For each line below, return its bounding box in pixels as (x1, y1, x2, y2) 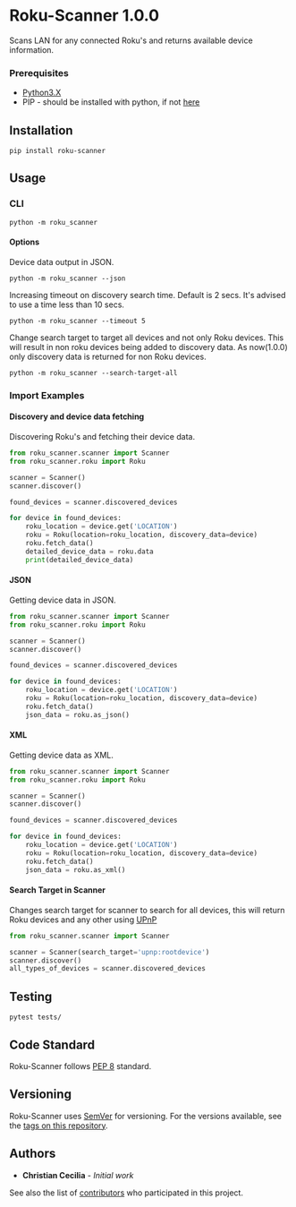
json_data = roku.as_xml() (25, 865, 126, 874)
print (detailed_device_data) (25, 555, 134, 564)
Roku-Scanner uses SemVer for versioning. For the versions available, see (9, 1110, 283, 1121)
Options (9, 236, 40, 247)
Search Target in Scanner (9, 885, 106, 895)
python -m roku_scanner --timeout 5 (9, 316, 146, 325)
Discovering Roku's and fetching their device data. (9, 432, 195, 442)
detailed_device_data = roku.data (25, 547, 154, 556)
